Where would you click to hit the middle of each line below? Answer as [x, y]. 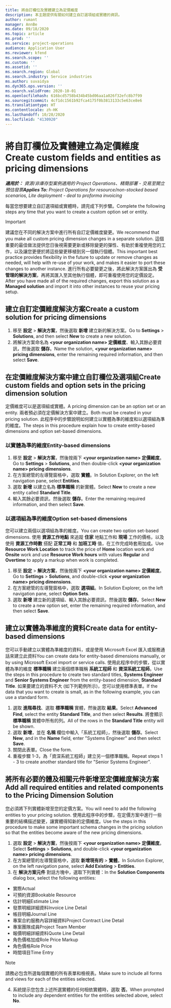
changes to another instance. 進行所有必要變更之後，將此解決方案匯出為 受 [84, 269]
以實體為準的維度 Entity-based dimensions [58, 446]
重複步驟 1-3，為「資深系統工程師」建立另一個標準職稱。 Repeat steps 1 [88, 756]
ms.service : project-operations [39, 43]
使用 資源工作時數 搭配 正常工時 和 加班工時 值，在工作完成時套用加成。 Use [84, 543]
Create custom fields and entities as [83, 157]
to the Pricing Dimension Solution [59, 795]
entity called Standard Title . [42, 492]
